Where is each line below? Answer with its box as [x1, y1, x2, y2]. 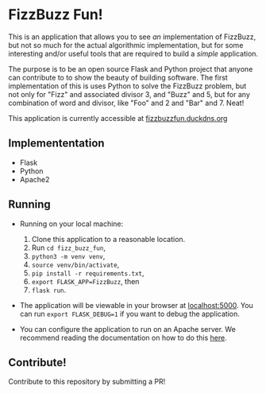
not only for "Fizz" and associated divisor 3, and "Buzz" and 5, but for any [8, 89, 250, 99]
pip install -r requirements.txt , [31, 268, 145, 278]
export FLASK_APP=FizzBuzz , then [31, 276, 140, 286]
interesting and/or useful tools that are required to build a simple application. [8, 49, 259, 58]
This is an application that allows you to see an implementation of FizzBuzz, [8, 32, 256, 41]
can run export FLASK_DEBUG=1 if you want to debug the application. [19, 309, 241, 318]
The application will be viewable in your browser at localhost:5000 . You [19, 300, 254, 310]
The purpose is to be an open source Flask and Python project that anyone [8, 64, 253, 73]
